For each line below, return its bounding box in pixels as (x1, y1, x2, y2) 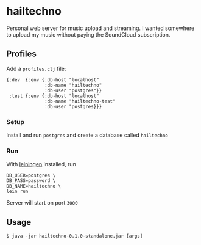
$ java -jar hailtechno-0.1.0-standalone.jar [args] (6, 233, 143, 240)
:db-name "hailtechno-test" (44, 98, 116, 104)
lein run (6, 188, 29, 195)
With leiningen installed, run (6, 161, 76, 168)
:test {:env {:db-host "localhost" (9, 93, 99, 99)
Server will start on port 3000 (6, 199, 78, 207)
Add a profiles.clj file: (6, 65, 66, 72)
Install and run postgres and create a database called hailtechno (6, 131, 169, 139)
